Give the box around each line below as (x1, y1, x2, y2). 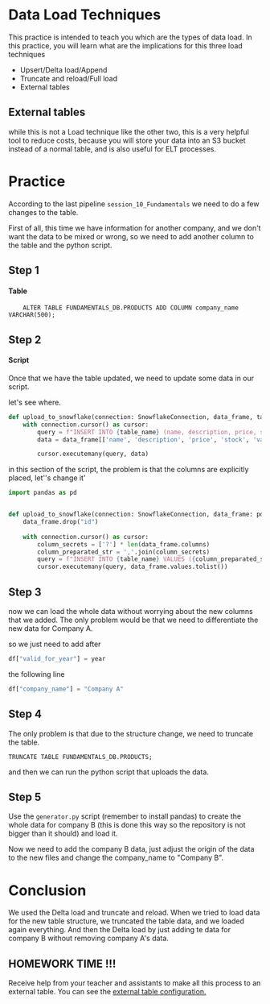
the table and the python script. (8, 240, 112, 250)
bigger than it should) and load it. (8, 828, 118, 839)
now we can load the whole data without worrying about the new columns (8, 606, 253, 616)
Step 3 (8, 585, 42, 599)
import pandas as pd (8, 489, 78, 497)
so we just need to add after (8, 639, 101, 649)
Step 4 (8, 707, 43, 721)
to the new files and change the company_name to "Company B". (8, 853, 224, 863)
